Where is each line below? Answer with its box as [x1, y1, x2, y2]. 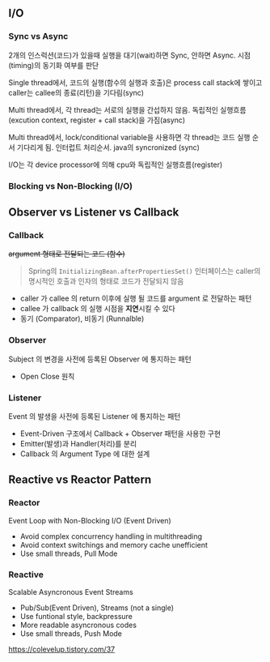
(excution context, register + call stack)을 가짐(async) [8, 115, 186, 125]
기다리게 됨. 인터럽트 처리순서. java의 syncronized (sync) [16, 142, 200, 152]
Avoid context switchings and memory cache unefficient [19, 540, 209, 549]
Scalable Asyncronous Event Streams [8, 587, 133, 596]
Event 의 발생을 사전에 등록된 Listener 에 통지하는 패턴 [8, 411, 181, 421]
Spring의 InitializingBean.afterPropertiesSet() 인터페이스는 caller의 [27, 267, 261, 276]
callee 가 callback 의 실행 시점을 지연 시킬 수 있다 [19, 304, 175, 314]
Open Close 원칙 [19, 371, 75, 381]
